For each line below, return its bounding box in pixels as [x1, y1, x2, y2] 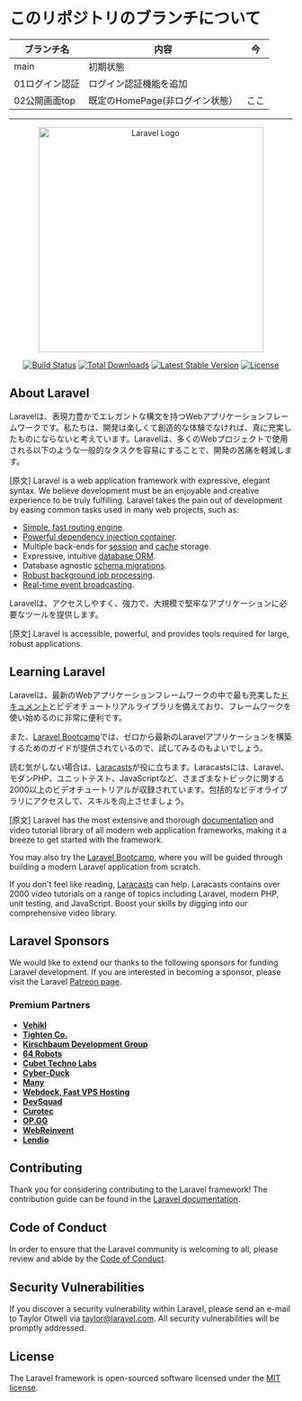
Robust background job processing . [22, 569, 155, 580]
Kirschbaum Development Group [22, 1038, 148, 1050]
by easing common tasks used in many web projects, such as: [9, 504, 240, 514]
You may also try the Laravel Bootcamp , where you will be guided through [9, 851, 283, 862]
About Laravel [9, 386, 90, 401]
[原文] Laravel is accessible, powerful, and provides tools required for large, [9, 628, 289, 639]
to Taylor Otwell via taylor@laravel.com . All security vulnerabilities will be [9, 1313, 280, 1324]
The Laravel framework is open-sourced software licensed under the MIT [9, 1372, 281, 1383]
